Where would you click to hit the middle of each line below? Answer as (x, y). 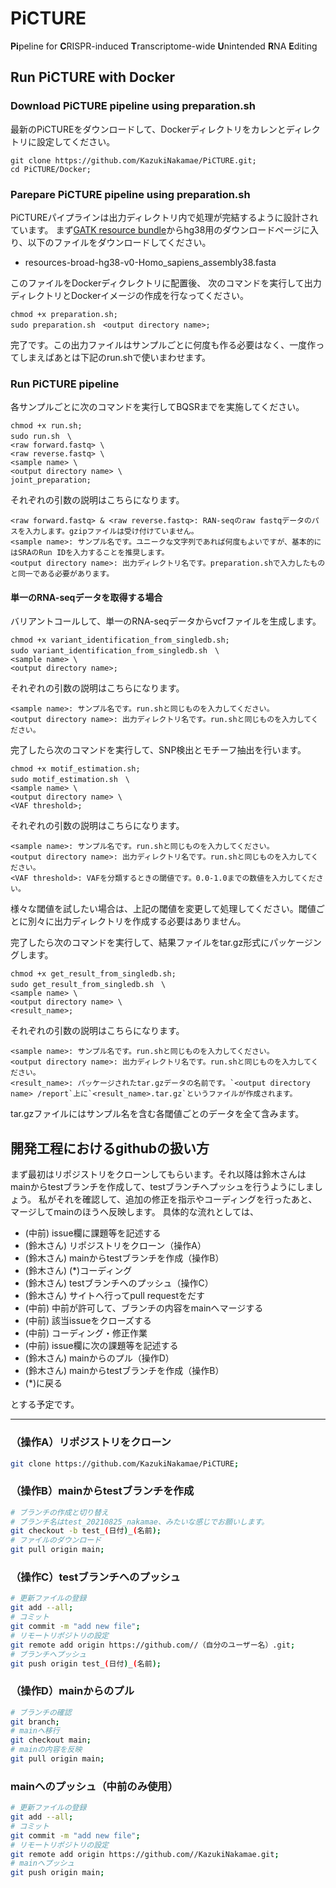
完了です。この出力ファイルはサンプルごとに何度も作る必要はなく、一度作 (163, 344)
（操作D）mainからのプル (72, 1691)
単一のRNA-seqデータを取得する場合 (86, 597)
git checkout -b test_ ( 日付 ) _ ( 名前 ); (86, 1531)
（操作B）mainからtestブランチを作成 (102, 1491)
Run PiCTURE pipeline (65, 384)
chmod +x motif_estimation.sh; (75, 769)
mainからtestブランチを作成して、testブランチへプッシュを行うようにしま (162, 1187)
